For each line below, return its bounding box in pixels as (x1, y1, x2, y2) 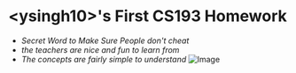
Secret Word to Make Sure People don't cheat (20, 35, 190, 46)
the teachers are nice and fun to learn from (20, 44, 180, 55)
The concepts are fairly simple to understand (20, 54, 187, 64)
